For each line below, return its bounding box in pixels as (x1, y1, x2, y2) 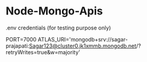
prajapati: (5, 42, 30, 49)
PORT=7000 (5, 36, 37, 43)
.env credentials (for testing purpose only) (5, 24, 111, 31)
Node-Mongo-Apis (5, 4, 103, 18)
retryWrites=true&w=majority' (5, 48, 80, 55)
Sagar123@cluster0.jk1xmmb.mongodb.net (29, 42, 137, 49)
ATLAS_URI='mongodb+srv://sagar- (38, 36, 128, 43)
